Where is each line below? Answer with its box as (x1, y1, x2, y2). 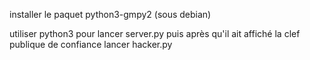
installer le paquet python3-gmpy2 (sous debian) (9, 9, 212, 20)
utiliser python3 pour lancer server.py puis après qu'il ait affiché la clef (9, 28, 301, 39)
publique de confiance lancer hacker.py (9, 39, 173, 50)
